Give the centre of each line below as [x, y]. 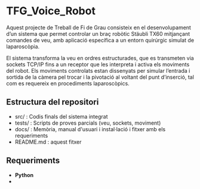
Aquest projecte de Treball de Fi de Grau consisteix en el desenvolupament [99, 27]
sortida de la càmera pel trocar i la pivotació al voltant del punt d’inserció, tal [100, 77]
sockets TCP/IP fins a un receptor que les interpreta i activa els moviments [98, 64]
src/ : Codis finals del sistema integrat [61, 116]
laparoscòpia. [23, 47]
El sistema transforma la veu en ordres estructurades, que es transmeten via [100, 58]
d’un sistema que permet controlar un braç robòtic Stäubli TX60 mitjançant [98, 33]
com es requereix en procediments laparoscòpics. [68, 83]
